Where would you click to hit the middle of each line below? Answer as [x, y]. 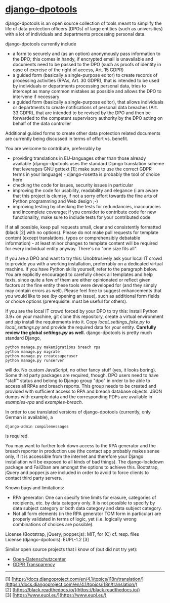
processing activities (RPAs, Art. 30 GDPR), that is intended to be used [86, 80]
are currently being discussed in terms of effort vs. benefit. [67, 138]
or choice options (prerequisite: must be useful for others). [66, 301]
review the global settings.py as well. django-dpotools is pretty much [79, 333]
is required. [17, 436]
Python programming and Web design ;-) [55, 201]
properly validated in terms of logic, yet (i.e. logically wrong [74, 519]
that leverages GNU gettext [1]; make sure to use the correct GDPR [82, 169]
